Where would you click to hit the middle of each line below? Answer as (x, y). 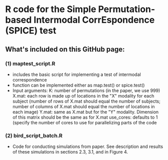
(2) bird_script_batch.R (34, 135)
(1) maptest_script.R (30, 63)
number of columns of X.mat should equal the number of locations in (83, 106)
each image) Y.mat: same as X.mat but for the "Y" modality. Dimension (86, 112)
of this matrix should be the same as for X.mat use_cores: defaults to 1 (85, 117)
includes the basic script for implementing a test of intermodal (77, 74)
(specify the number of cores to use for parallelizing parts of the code (85, 122)
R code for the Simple (51, 9)
